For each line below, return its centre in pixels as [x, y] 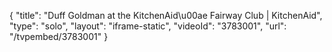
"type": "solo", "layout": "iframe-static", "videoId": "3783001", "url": [148, 26]
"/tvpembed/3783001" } [59, 36]
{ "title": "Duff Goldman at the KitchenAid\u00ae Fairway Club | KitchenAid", [166, 15]
